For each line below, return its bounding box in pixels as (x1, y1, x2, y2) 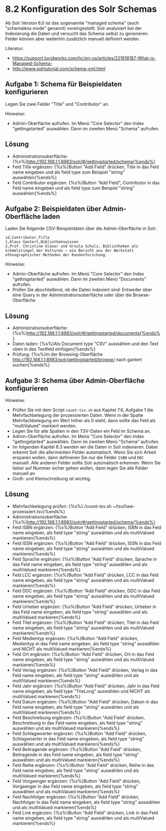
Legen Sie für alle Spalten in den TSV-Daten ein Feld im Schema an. (12, 428, 151, 434)
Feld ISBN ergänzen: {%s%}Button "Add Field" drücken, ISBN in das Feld (12, 524, 162, 530)
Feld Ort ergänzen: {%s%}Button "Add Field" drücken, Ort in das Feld (12, 651, 155, 657)
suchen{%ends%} (12, 362, 50, 368)
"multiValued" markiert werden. (12, 423, 77, 429)
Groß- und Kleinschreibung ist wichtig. (12, 476, 92, 481)
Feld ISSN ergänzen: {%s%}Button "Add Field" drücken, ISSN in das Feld (12, 540, 162, 546)
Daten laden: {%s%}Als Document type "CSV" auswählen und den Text (12, 341, 159, 347)
